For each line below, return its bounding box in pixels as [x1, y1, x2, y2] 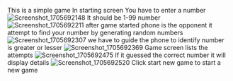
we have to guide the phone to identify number [87, 36, 225, 44]
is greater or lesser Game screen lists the [7, 44, 208, 51]
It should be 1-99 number [86, 13, 161, 22]
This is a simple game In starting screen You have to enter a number [7, 6, 206, 14]
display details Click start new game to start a [7, 58, 221, 66]
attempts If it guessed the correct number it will [7, 51, 227, 59]
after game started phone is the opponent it [85, 21, 212, 29]
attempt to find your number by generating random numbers [7, 28, 183, 37]
